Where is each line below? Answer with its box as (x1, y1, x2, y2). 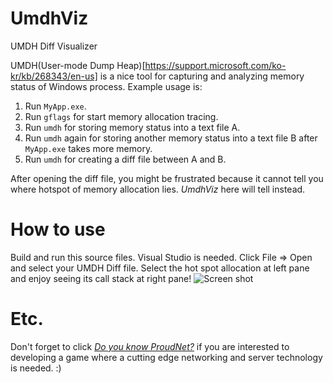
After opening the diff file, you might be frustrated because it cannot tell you (10, 172, 324, 184)
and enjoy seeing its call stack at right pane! (10, 272, 192, 284)
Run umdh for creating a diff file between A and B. (24, 153, 227, 165)
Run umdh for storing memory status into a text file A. (24, 121, 241, 133)
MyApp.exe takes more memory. (24, 142, 153, 154)
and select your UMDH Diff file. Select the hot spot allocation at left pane (10, 262, 310, 274)
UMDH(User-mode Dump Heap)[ (10, 59, 146, 71)
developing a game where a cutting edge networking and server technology (10, 351, 323, 363)
